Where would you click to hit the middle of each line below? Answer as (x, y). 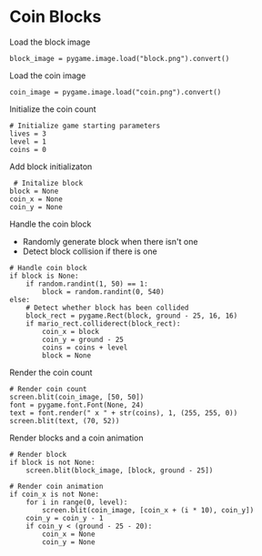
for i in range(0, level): (77, 502)
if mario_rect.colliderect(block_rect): (103, 323)
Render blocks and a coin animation (76, 438)
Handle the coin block (50, 224)
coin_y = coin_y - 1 (65, 518)
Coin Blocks (55, 17)
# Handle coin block (49, 268)
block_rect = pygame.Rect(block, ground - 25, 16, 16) (132, 316)
